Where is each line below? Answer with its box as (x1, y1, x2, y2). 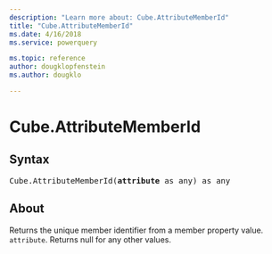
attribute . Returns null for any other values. (9, 234, 172, 245)
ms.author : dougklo (9, 70, 82, 80)
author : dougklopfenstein (9, 62, 105, 71)
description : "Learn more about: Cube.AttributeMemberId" (9, 12, 229, 22)
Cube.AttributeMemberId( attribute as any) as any (9, 176, 231, 185)
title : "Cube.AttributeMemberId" (9, 21, 134, 30)
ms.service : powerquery (9, 37, 98, 47)
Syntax (9, 152, 50, 168)
